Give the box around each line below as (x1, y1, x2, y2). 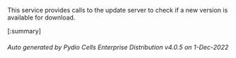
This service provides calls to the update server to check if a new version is (7, 6, 228, 14)
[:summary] (7, 27, 41, 35)
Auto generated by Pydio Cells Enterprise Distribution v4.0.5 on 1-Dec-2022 (7, 43, 229, 51)
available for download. (7, 13, 76, 22)
